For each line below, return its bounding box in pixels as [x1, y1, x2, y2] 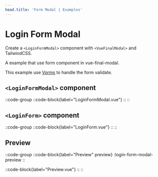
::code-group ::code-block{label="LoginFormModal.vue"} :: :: [5, 97, 130, 103]
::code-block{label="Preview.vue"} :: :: [5, 167, 83, 172]
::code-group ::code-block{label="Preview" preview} [5, 152, 113, 157]
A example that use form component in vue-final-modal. [5, 60, 119, 66]
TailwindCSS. [5, 50, 32, 56]
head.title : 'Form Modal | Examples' [5, 7, 83, 12]
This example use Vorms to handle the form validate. [5, 69, 113, 75]
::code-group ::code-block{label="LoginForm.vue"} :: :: [5, 124, 118, 130]
